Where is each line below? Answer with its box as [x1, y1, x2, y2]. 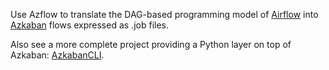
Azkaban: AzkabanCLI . [10, 49, 105, 61]
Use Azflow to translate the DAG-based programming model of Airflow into [10, 9, 319, 20]
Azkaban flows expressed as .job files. [10, 19, 169, 31]
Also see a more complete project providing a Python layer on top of [10, 39, 292, 50]
